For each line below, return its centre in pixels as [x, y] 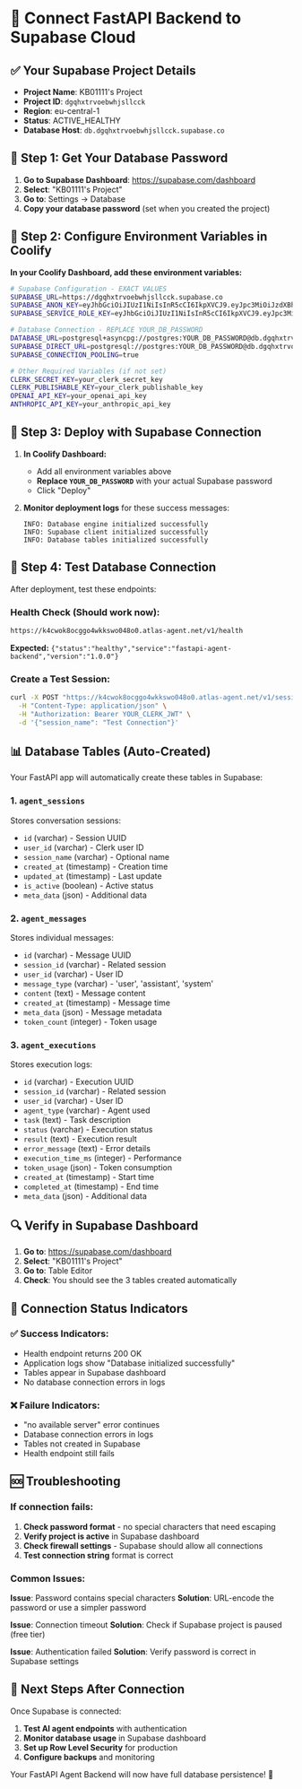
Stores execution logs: [52, 1064]
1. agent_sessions [48, 801]
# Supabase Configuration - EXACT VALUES [89, 289]
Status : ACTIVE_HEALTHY [72, 121]
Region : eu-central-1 [61, 111]
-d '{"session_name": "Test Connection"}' [99, 722]
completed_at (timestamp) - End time [91, 1186]
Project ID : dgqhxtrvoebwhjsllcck [84, 101]
